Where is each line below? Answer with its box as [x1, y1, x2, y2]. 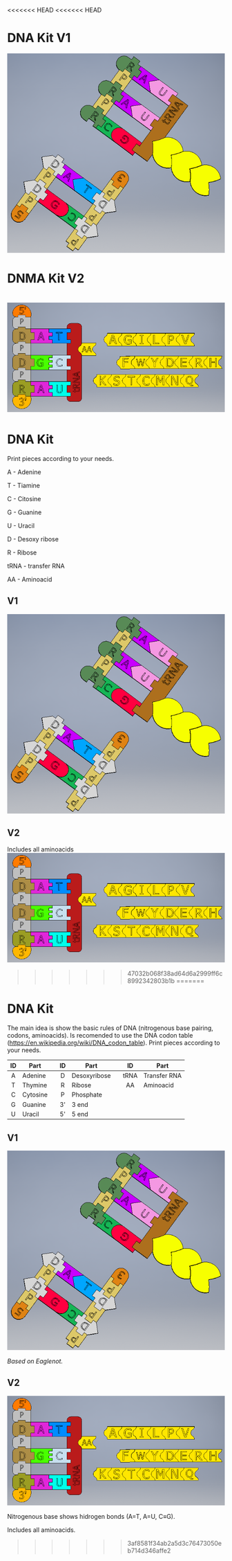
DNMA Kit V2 [7, 270, 85, 286]
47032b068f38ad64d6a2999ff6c [127, 969, 223, 978]
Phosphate [71, 1090, 102, 1099]
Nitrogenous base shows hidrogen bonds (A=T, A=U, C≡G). [7, 1512, 175, 1520]
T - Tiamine [7, 481, 40, 489]
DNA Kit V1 [7, 30, 71, 46]
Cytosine [22, 1090, 48, 1099]
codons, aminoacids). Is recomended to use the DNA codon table [7, 1031, 193, 1040]
